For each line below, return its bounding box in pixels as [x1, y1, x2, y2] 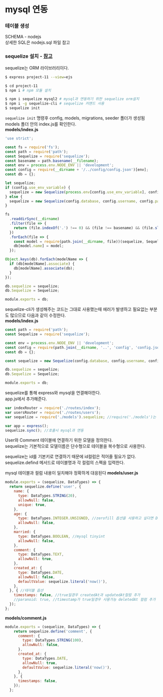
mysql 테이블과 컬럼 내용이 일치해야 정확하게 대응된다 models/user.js [5, 470, 138, 476]
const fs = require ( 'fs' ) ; [5, 145, 60, 150]
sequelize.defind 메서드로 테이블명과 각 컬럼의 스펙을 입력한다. [5, 459, 125, 466]
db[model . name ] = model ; [14, 243, 64, 249]
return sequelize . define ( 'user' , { [9, 484, 81, 489]
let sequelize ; [5, 181, 36, 186]
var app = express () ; [5, 423, 49, 428]
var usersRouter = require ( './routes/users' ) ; [5, 410, 101, 415]
